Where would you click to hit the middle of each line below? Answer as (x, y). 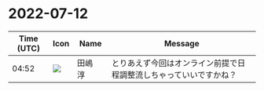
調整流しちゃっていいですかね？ (178, 75)
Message (181, 43)
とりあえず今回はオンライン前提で (174, 63)
